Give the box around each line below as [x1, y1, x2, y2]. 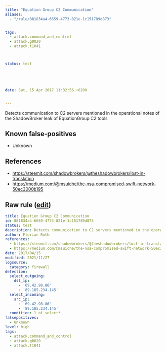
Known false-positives [5, 130, 77, 138]
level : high [5, 325, 30, 330]
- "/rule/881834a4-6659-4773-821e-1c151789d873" [9, 16, 112, 21]
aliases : [5, 12, 23, 17]
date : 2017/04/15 [5, 251, 41, 256]
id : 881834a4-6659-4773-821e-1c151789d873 [5, 218, 94, 223]
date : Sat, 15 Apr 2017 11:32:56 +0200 [5, 87, 87, 92]
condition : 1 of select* [9, 311, 61, 316]
